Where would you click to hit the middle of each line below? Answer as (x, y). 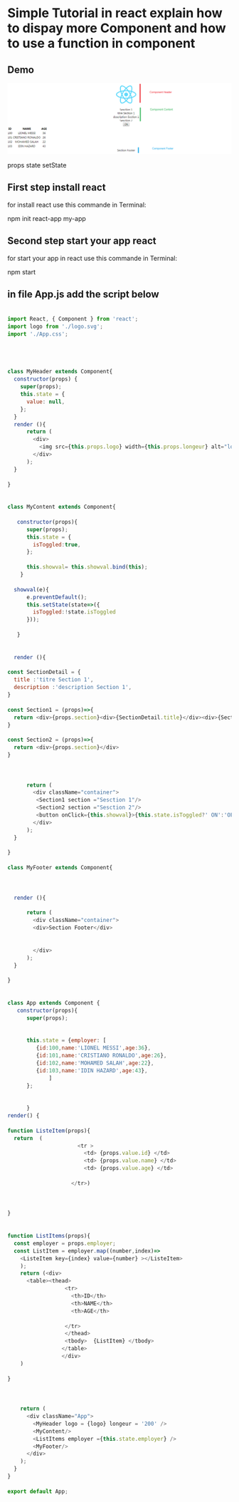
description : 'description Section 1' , (73, 688)
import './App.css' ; (38, 334)
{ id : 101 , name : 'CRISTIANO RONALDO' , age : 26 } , (101, 1056)
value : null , (46, 402)
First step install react (57, 188)
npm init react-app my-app (47, 218)
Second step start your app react (82, 241)
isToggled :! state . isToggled (74, 612)
